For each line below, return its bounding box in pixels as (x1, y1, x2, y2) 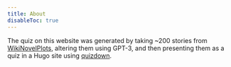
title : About (7, 10, 46, 18)
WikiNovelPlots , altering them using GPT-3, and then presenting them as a (7, 44, 225, 52)
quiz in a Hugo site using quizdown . (7, 51, 112, 60)
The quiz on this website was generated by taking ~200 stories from (7, 36, 208, 44)
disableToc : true (7, 17, 59, 24)
